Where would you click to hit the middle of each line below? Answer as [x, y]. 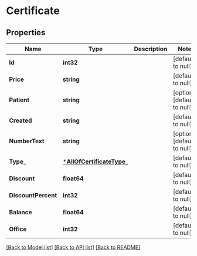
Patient [19, 100]
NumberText [27, 141]
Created [21, 120]
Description [151, 49]
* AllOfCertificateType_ [95, 161]
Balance [21, 212]
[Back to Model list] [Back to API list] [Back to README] [73, 247]
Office [18, 229]
